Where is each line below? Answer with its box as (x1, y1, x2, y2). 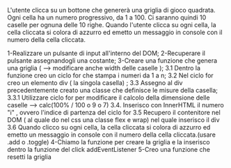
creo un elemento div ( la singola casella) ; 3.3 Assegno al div (7, 79, 183, 86)
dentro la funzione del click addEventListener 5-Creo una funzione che (7, 146, 211, 153)
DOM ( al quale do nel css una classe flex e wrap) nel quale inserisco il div (7, 116, 221, 124)
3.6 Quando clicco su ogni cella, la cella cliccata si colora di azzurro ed (7, 123, 211, 131)
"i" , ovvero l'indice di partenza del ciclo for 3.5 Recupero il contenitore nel (7, 108, 221, 116)
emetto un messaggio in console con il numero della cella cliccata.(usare (7, 130, 216, 139)
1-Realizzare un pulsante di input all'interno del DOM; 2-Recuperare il (7, 49, 205, 57)
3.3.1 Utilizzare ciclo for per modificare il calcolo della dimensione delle (7, 93, 210, 102)
